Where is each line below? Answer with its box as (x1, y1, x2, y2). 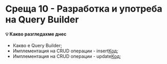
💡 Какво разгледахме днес (5, 31, 67, 37)
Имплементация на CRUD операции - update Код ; (12, 53, 121, 59)
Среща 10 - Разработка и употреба (5, 3, 163, 15)
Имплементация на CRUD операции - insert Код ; (12, 48, 119, 54)
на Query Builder (5, 14, 79, 25)
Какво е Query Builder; (12, 43, 62, 49)
